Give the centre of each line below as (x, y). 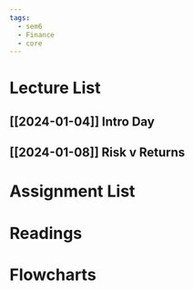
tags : (20, 18)
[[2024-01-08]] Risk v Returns (97, 152)
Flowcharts (53, 275)
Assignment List (72, 191)
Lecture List (56, 88)
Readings (46, 233)
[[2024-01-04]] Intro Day (82, 121)
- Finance (36, 35)
